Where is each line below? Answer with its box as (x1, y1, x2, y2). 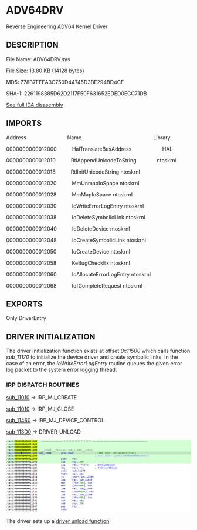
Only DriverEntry (6, 315, 47, 322)
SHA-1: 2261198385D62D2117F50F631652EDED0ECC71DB (6, 89, 147, 97)
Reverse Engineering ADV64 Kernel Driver (6, 23, 108, 30)
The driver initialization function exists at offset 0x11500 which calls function (6, 348, 191, 355)
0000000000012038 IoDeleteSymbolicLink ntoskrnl (6, 214, 145, 221)
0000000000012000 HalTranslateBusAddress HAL (6, 145, 173, 152)
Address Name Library (6, 134, 171, 141)
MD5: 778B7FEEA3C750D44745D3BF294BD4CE (6, 78, 124, 85)
